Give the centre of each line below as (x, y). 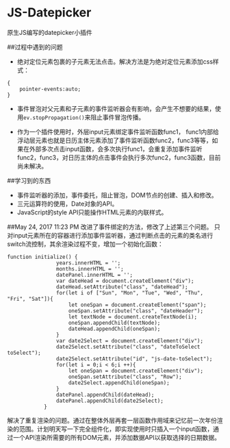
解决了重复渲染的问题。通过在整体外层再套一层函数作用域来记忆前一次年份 (112, 420)
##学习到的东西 (29, 180)
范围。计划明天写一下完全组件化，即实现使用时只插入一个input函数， (116, 429)
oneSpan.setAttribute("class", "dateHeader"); (136, 311)
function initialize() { (42, 257)
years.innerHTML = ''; (88, 263)
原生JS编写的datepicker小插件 (50, 32)
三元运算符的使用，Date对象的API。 (67, 203)
